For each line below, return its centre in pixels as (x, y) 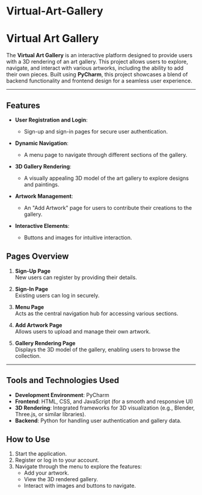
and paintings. (41, 184)
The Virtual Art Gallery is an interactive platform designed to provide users (99, 55)
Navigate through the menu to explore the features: (78, 467)
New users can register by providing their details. (76, 277)
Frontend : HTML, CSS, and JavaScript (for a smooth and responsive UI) (104, 401)
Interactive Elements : (42, 226)
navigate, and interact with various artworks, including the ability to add (95, 68)
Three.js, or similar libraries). (50, 414)
